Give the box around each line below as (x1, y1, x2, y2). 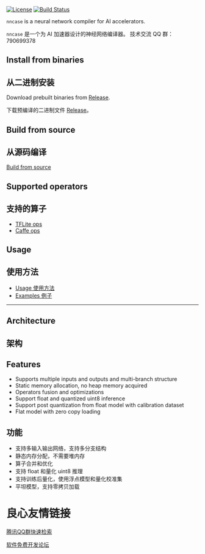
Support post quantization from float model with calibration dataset (15, 402, 184, 409)
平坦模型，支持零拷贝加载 (15, 483, 80, 490)
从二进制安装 (6, 77, 55, 88)
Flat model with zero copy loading (15, 408, 101, 416)
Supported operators (6, 181, 88, 192)
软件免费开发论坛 (6, 541, 49, 548)
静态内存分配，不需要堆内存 (15, 452, 85, 460)
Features (6, 359, 41, 370)
